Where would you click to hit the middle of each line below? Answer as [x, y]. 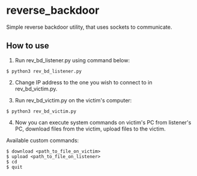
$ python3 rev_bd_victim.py [41, 111]
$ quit [14, 167]
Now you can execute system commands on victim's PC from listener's [103, 122]
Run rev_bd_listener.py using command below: [72, 60]
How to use [28, 46]
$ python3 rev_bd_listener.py [44, 71]
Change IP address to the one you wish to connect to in [83, 82]
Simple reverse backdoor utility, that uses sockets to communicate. [89, 27]
